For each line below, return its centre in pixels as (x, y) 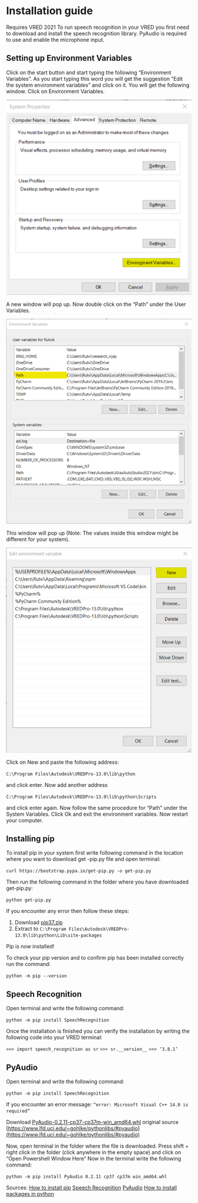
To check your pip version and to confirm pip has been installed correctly (95, 958)
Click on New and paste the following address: (62, 762)
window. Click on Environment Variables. (55, 91)
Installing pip (30, 839)
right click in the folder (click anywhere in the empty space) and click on (94, 1152)
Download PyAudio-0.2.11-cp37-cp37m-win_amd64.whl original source (92, 1122)
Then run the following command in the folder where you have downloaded (98, 882)
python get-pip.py (29, 900)
